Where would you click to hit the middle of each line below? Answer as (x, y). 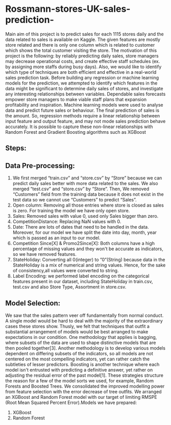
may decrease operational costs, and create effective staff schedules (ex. (83, 61)
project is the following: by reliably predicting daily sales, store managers (82, 56)
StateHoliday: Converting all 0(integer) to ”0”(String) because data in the (89, 260)
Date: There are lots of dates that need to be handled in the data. (81, 227)
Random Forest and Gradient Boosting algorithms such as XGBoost (76, 132)
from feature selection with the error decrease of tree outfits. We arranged (83, 391)
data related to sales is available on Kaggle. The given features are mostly (83, 39)
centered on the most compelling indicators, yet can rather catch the (77, 359)
